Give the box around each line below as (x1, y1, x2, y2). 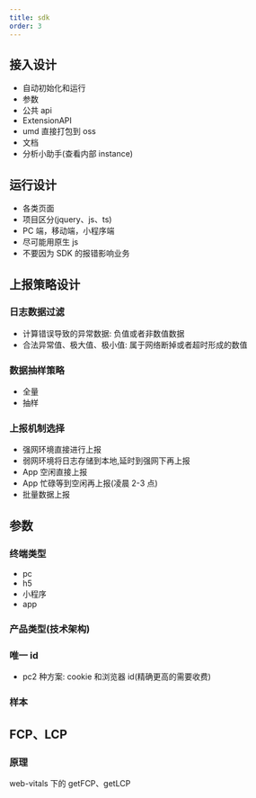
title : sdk (9, 13, 50, 22)
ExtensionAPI (22, 115, 72, 126)
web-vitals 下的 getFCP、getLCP (9, 777, 131, 788)
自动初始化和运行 (22, 83, 86, 94)
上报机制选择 (9, 422, 66, 435)
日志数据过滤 (9, 306, 66, 318)
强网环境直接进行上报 (22, 444, 102, 455)
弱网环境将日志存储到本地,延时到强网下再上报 (22, 455, 190, 466)
